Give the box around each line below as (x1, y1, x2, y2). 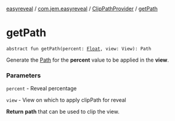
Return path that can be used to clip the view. (6, 108, 120, 116)
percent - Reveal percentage (6, 85, 77, 92)
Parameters (6, 71, 41, 80)
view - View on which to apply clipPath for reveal (6, 96, 126, 104)
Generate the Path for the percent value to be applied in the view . (6, 56, 169, 63)
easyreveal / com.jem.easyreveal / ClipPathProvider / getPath (6, 5, 158, 12)
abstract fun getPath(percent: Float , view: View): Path (6, 46, 152, 52)
